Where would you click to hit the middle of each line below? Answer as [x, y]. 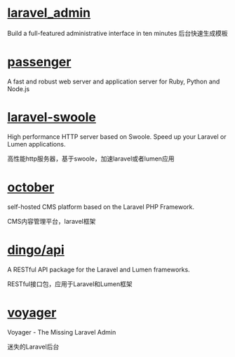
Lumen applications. [36, 144]
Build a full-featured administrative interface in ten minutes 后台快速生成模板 [117, 33]
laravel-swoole [52, 117]
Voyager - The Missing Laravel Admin [62, 332]
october [31, 187]
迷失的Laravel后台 [33, 346]
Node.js [19, 88]
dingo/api [36, 250]
